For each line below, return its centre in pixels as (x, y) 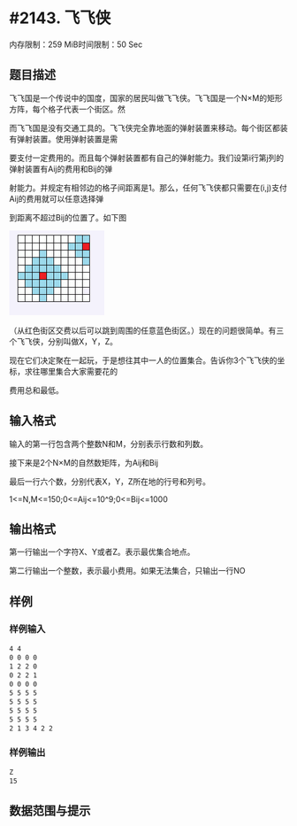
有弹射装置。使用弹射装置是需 (63, 139)
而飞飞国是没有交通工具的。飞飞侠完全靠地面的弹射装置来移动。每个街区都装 (148, 127)
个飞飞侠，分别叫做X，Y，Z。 (63, 341)
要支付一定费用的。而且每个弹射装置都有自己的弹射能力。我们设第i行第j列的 (147, 158)
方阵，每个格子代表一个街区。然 (67, 109)
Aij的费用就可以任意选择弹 (57, 198)
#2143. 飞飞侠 (60, 18)
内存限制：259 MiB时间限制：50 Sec (76, 44)
